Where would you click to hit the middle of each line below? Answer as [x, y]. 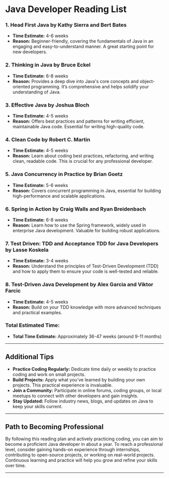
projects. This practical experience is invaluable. [63, 385]
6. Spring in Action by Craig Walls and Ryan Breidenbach [76, 209]
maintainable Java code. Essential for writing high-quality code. [78, 127]
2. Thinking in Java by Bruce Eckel [48, 65]
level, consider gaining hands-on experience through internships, [73, 450]
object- [147, 81]
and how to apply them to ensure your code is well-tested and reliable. [86, 271]
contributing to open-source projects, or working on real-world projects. [80, 455]
